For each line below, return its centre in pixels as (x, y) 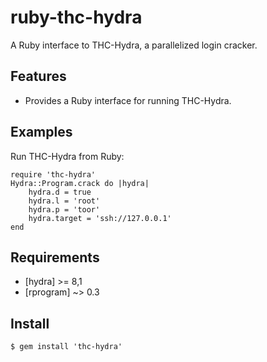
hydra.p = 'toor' (64, 209)
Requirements (55, 257)
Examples (41, 132)
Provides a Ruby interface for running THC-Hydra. (128, 100)
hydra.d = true (60, 192)
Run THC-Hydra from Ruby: (67, 156)
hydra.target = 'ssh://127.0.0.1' (100, 218)
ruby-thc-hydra (76, 17)
